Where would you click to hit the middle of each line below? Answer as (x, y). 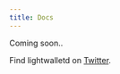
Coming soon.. (36, 43)
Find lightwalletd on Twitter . (60, 60)
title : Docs (31, 17)
